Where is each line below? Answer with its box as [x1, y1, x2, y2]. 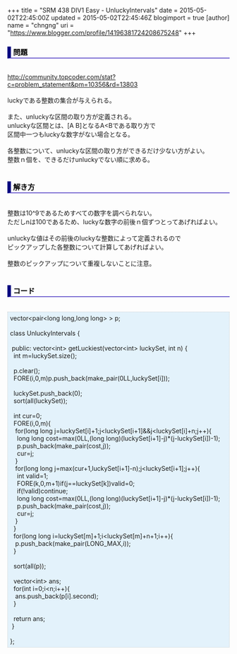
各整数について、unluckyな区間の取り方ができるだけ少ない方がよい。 [7, 146, 209, 155]
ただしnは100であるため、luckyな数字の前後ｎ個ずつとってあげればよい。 [7, 217, 222, 226]
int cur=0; [13, 411, 42, 420]
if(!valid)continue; [16, 486, 68, 495]
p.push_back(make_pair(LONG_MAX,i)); [15, 539, 131, 547]
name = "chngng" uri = [7, 21, 74, 29]
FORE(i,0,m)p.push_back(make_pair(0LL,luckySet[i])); [13, 374, 171, 383]
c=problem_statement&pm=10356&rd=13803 [7, 81, 138, 89]
